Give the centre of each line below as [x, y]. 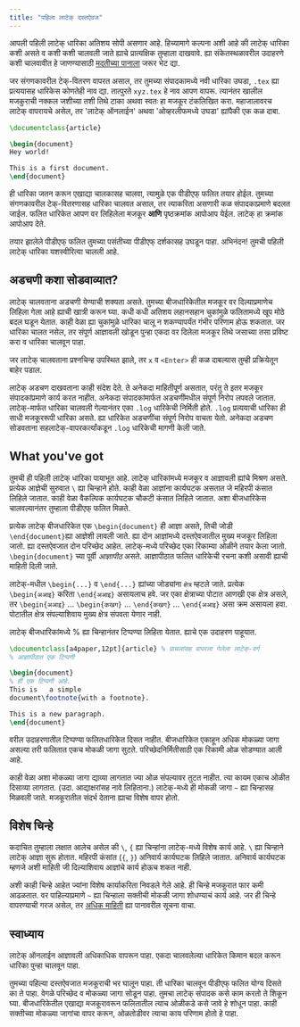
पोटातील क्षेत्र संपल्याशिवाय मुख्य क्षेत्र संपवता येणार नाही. [86, 614]
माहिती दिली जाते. [33, 566]
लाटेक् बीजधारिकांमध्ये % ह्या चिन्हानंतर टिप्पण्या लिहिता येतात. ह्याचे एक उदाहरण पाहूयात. [133, 632]
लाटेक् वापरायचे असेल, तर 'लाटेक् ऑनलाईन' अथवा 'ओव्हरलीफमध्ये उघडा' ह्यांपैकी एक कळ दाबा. [145, 111]
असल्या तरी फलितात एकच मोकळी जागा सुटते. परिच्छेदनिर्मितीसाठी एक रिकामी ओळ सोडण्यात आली [146, 750]
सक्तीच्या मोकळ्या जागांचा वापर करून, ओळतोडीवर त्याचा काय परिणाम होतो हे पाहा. [124, 1014]
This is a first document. [59, 169]
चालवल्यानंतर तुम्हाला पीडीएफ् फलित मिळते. [70, 508]
